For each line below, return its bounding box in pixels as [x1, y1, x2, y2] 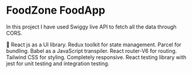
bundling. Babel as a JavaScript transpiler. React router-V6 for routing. [6, 47, 177, 54]
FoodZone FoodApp [6, 4, 105, 17]
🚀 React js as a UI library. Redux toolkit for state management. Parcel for [6, 41, 182, 48]
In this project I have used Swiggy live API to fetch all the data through [6, 23, 177, 30]
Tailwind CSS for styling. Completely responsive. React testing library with [6, 53, 187, 61]
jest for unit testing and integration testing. [6, 60, 110, 67]
